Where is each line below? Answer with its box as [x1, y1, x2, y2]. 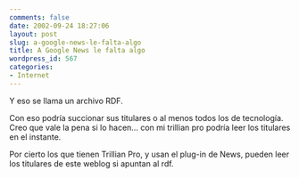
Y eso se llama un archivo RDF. [9, 95, 123, 106]
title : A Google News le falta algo [9, 46, 145, 55]
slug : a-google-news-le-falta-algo [9, 37, 142, 47]
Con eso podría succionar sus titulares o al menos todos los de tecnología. [9, 112, 284, 123]
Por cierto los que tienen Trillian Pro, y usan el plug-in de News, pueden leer [9, 149, 290, 159]
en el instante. [9, 131, 62, 142]
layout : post [9, 29, 58, 38]
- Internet [9, 71, 50, 80]
